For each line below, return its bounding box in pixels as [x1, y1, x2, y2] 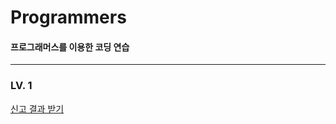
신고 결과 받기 [10, 102, 65, 115]
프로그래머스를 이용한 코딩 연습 [10, 41, 130, 53]
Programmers [10, 6, 127, 29]
